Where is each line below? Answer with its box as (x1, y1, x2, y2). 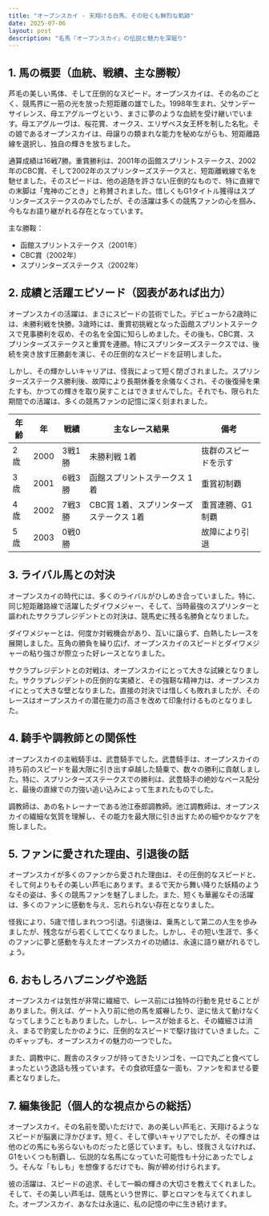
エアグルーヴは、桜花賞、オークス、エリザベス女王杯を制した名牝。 (28, 119, 253, 129)
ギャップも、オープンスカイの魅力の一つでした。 (14, 1036, 176, 1046)
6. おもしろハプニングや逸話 (8, 973, 147, 986)
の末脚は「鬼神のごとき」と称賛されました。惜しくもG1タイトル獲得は (8, 186, 242, 196)
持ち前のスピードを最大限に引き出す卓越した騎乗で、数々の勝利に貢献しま (8, 764, 254, 773)
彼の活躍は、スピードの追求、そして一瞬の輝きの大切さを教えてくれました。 (8, 1178, 260, 1189)
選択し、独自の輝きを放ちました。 (22, 139, 134, 149)
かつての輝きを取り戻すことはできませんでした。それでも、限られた (35, 386, 260, 396)
